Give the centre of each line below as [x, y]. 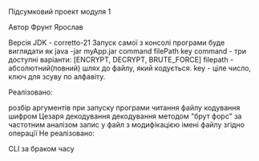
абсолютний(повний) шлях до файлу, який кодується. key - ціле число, [129, 68]
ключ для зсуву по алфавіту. [57, 76]
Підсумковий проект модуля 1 [60, 12]
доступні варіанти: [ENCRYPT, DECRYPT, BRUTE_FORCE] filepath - [121, 60]
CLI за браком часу [41, 149]
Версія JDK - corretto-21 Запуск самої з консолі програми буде [117, 42]
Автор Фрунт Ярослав [46, 27]
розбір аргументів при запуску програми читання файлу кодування [124, 108]
